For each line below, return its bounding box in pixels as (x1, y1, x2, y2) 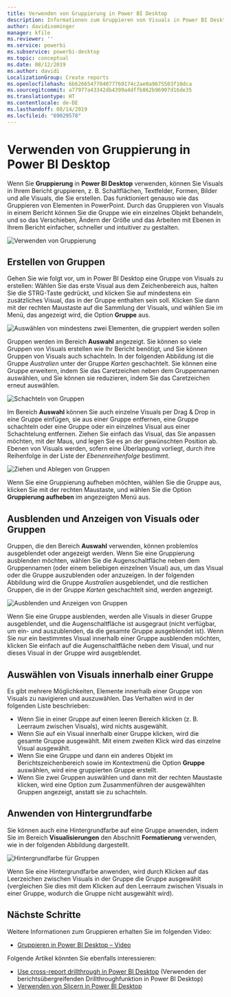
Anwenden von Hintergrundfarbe (7, 808, 153, 820)
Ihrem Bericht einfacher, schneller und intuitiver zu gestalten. (7, 223, 180, 231)
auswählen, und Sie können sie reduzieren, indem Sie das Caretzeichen (7, 374, 210, 382)
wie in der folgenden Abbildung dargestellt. (7, 840, 130, 849)
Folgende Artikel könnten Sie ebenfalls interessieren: (7, 954, 157, 962)
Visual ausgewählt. (16, 744, 71, 752)
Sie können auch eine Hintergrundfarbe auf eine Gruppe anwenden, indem (7, 826, 219, 834)
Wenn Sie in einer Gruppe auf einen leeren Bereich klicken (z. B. (16, 715, 199, 723)
